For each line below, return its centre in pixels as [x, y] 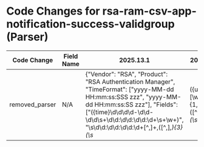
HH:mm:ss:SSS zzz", [115, 97]
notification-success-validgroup [90, 24]
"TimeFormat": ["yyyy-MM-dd [130, 89]
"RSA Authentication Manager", [130, 81]
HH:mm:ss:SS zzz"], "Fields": [136, 104]
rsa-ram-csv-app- [150, 11]
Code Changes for [53, 11]
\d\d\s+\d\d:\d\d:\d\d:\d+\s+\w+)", [134, 120]
